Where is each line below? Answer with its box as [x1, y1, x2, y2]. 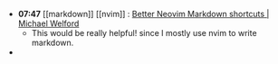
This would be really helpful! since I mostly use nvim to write [31, 28, 257, 38]
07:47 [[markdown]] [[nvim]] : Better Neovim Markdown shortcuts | [17, 9, 270, 19]
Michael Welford [17, 18, 80, 29]
